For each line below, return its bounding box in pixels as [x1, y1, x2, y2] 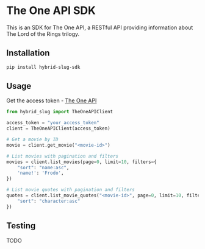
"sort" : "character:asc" [17, 198, 81, 204]
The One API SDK [6, 4, 96, 18]
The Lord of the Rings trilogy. [6, 30, 80, 37]
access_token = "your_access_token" [6, 120, 99, 126]
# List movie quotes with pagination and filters [6, 187, 135, 193]
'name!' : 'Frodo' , [17, 170, 64, 177]
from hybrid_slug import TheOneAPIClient [6, 109, 113, 115]
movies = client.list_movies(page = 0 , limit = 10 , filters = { [6, 159, 157, 165]
